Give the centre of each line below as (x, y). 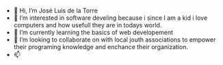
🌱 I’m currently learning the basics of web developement (93, 32)
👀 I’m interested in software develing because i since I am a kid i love (110, 18)
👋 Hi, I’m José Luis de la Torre (55, 11)
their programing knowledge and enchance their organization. (101, 47)
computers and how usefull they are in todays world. (88, 25)
